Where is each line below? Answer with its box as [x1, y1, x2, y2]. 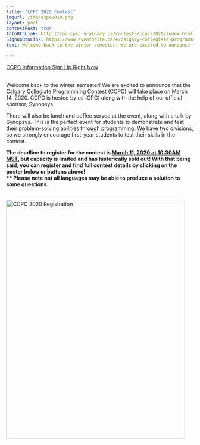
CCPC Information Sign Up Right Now [6, 63, 98, 70]
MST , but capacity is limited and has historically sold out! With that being [6, 155, 191, 162]
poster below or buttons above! [6, 168, 86, 175]
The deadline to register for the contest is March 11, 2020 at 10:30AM [6, 149, 181, 156]
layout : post [6, 20, 39, 26]
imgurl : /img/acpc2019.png [6, 14, 73, 20]
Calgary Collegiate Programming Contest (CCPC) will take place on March [6, 88, 188, 95]
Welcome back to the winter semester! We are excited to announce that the [6, 81, 191, 88]
